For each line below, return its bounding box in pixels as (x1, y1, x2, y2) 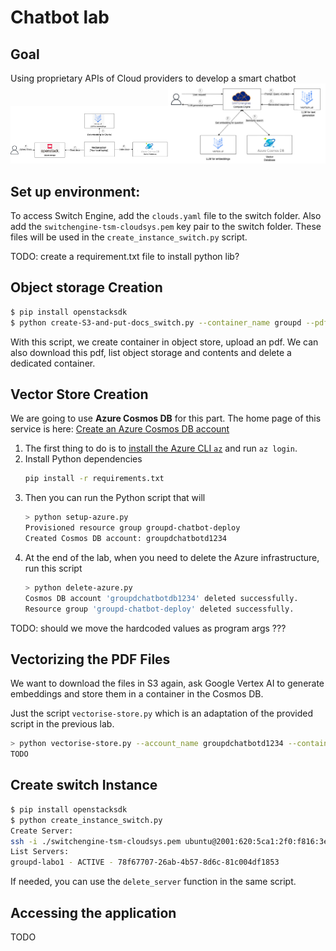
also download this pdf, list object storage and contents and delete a (10, 346, 292, 358)
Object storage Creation (10, 279, 163, 296)
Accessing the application (10, 904, 177, 921)
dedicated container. (10, 357, 96, 369)
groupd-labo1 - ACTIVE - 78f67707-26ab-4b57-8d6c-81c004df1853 (10, 857, 280, 868)
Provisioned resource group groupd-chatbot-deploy (24, 523, 241, 533)
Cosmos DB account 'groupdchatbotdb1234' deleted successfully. (24, 593, 299, 603)
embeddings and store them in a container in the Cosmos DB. (10, 688, 264, 700)
